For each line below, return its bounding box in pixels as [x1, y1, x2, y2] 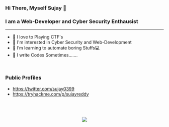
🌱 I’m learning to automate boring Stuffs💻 [12, 45, 100, 51]
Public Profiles [5, 74, 42, 81]
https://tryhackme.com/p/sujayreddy [12, 91, 89, 97]
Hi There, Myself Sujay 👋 [5, 4, 67, 11]
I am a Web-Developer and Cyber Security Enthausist [5, 17, 138, 24]
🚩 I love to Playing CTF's [12, 34, 63, 40]
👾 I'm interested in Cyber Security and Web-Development [12, 39, 132, 45]
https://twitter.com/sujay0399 [12, 85, 74, 91]
